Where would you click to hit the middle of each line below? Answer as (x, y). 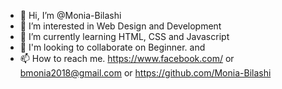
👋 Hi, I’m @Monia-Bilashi (70, 15)
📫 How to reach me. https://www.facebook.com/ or (127, 58)
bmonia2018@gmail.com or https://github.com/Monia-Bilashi (145, 73)
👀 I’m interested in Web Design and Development (120, 26)
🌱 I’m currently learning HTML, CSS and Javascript (124, 36)
